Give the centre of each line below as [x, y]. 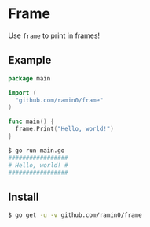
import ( [22, 93]
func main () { [31, 122]
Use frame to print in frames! [54, 35]
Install [24, 197]
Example [30, 60]
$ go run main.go [37, 151]
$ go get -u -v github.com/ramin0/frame [75, 215]
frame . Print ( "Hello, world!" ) [64, 129]
